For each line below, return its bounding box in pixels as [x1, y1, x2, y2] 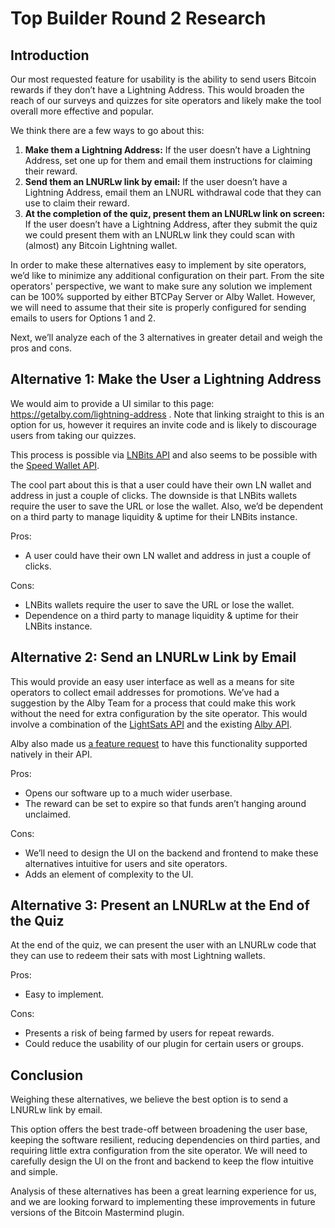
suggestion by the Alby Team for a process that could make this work [10, 697, 297, 709]
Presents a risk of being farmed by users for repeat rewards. [24, 1027, 275, 1039]
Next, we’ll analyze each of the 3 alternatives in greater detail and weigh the [10, 332, 323, 343]
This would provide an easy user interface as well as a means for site [10, 675, 295, 687]
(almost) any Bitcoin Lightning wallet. [24, 240, 178, 251]
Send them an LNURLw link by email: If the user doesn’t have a [24, 176, 288, 187]
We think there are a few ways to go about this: [10, 125, 205, 136]
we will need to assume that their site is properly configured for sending [10, 302, 307, 313]
